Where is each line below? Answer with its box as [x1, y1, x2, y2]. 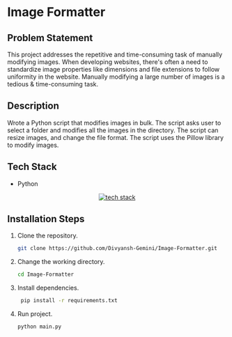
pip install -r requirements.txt [20, 297, 118, 304]
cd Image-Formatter [17, 271, 75, 279]
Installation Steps [7, 213, 85, 225]
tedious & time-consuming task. [7, 80, 99, 88]
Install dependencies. [17, 283, 79, 292]
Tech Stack [7, 161, 57, 173]
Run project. [17, 310, 53, 318]
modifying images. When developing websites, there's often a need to [7, 58, 208, 66]
